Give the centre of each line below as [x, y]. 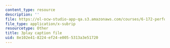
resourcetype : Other [27, 28]
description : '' [22, 14]
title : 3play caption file [34, 33]
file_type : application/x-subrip [40, 24]
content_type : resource [30, 10]
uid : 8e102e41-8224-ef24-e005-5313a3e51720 [52, 38]
